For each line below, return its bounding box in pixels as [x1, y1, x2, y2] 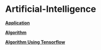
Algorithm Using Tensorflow [5, 39, 65, 45]
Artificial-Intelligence [5, 3, 96, 15]
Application [5, 20, 30, 26]
